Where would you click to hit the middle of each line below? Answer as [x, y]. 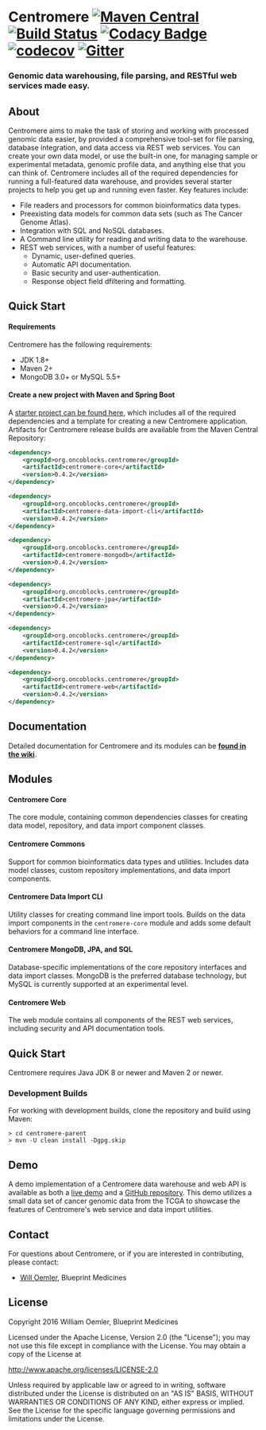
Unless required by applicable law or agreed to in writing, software [117, 1385]
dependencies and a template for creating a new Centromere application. [128, 421]
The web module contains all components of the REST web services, [121, 1020]
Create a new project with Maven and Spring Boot [92, 395]
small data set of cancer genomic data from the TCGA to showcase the [124, 1201]
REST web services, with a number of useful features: [108, 247]
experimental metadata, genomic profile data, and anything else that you [127, 164]
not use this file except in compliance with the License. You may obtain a [127, 1346]
